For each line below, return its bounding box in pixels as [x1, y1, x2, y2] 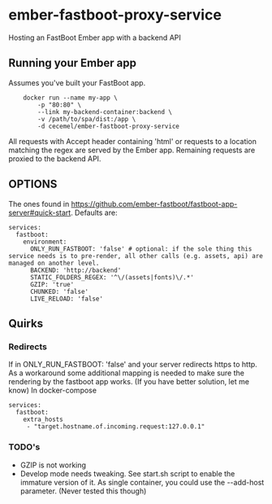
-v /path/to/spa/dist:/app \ [37, 115, 136, 123]
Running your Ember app [8, 56, 136, 70]
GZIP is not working [19, 460, 87, 470]
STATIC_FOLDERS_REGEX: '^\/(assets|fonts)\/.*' [29, 273, 195, 282]
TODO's [8, 441, 41, 453]
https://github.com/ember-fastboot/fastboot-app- [71, 199, 238, 208]
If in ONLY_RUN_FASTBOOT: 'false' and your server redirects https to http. [8, 360, 257, 370]
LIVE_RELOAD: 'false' [29, 295, 104, 303]
